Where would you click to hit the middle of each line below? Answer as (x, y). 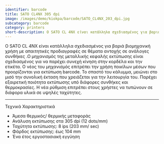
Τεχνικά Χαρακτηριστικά (30, 107)
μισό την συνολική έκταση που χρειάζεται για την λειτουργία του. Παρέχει (81, 77)
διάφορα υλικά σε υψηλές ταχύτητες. (43, 92)
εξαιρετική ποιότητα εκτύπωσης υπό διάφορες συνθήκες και (67, 82)
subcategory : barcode (27, 23)
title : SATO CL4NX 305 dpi (32, 14)
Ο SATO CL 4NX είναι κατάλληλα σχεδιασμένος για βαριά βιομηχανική (78, 46)
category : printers (25, 28)
